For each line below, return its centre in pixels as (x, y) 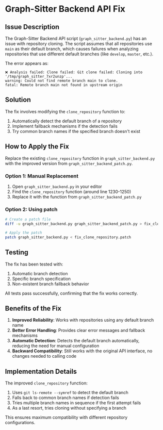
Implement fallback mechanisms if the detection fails (65, 126)
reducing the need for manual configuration (56, 346)
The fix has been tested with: (34, 264)
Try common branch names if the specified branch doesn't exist (76, 131)
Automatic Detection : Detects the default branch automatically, (76, 341)
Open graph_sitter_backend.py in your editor (57, 186)
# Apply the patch (24, 232)
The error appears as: (27, 63)
